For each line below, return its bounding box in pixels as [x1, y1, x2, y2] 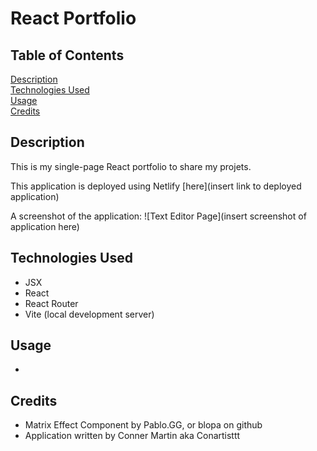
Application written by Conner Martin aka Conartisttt [24, 430, 241, 442]
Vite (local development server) [24, 308, 155, 320]
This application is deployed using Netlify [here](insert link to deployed [10, 180, 302, 192]
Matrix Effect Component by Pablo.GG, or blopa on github [24, 419, 263, 431]
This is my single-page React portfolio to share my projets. [10, 160, 252, 172]
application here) [10, 220, 80, 232]
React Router [24, 297, 79, 309]
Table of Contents [10, 47, 125, 64]
